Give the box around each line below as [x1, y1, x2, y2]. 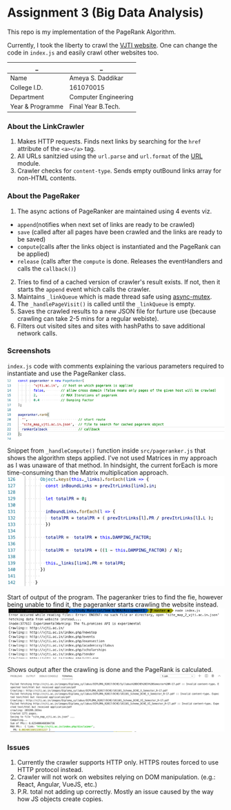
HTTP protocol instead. [17, 766, 83, 774]
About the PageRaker [7, 191, 81, 201]
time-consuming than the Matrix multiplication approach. [7, 468, 169, 477]
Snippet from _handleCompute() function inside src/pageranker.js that [7, 446, 206, 455]
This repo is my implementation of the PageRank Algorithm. [7, 28, 176, 36]
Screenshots [7, 346, 51, 356]
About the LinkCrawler [7, 121, 85, 131]
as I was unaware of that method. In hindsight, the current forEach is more [7, 461, 219, 469]
